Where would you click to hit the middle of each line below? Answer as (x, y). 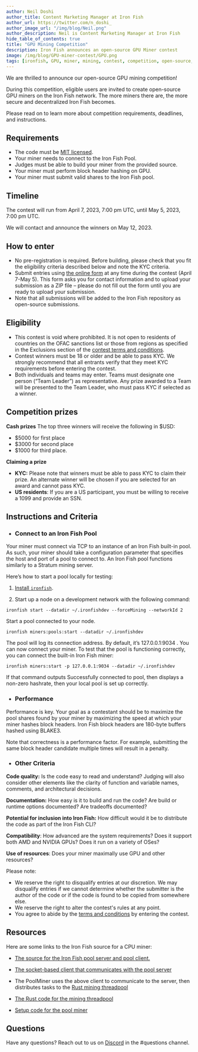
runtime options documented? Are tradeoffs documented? (77, 807)
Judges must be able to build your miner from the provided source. (96, 165)
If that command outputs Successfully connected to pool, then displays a (95, 677)
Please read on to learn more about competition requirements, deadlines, (95, 113)
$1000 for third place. (41, 450)
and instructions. (27, 119)
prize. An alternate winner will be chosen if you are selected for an (95, 479)
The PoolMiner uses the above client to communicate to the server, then (102, 981)
